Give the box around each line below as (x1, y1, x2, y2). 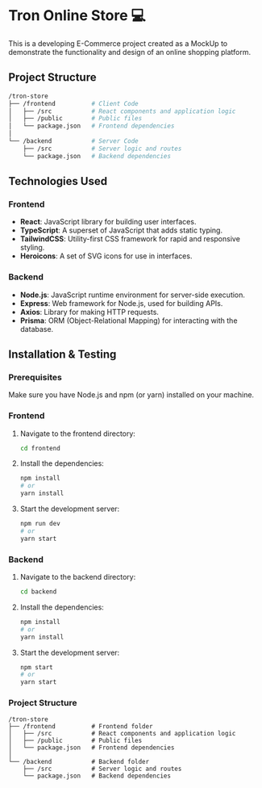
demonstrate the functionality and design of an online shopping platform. (8, 47, 252, 57)
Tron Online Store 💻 (8, 6, 147, 25)
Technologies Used (8, 174, 107, 188)
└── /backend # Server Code (8, 137, 139, 145)
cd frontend (19, 444, 60, 452)
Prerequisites (8, 371, 62, 383)
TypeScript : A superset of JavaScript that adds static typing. (19, 225, 223, 235)
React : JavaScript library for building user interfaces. (19, 217, 197, 227)
